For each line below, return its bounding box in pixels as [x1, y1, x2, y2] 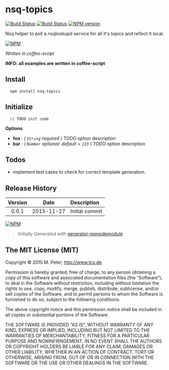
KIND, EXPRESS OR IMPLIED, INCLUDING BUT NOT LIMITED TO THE [5, 327, 150, 333]
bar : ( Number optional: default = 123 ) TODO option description [12, 140, 146, 147]
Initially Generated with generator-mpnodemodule [17, 231, 124, 237]
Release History [5, 183, 57, 193]
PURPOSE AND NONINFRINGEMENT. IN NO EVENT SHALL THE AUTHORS [5, 338, 162, 344]
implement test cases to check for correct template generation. [12, 169, 146, 175]
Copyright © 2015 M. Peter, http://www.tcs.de [5, 259, 102, 265]
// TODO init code [10, 116, 50, 121]
